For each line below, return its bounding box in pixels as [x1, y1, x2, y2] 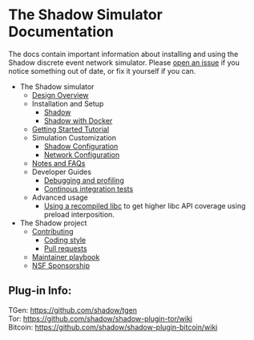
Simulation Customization [31, 132, 116, 142]
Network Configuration [43, 150, 120, 160]
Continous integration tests [43, 184, 134, 193]
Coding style [43, 235, 87, 245]
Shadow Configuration [43, 141, 119, 151]
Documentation [8, 22, 115, 41]
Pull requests [43, 243, 87, 253]
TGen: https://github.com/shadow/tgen [8, 305, 138, 314]
